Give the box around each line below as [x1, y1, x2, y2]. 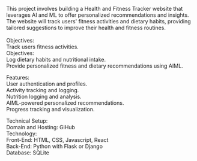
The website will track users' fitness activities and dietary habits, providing [6, 18, 191, 25]
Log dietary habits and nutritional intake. [6, 56, 106, 63]
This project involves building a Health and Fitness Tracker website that [6, 5, 183, 12]
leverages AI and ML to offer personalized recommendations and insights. [6, 11, 189, 19]
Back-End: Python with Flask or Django [6, 143, 103, 150]
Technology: [6, 130, 37, 137]
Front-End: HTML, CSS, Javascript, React [6, 136, 109, 143]
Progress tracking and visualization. [6, 106, 95, 113]
